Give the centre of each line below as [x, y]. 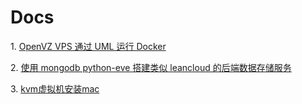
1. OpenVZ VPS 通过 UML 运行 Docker [88, 46]
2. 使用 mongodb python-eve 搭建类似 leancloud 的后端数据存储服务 [151, 67]
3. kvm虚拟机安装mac [55, 88]
